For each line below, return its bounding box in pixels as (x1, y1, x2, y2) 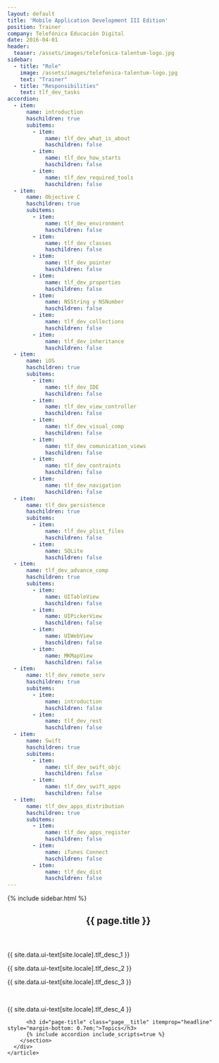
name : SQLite (44, 547, 83, 554)
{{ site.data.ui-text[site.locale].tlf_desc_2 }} (7, 964, 132, 972)
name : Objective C (25, 194, 80, 201)
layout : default (7, 10, 55, 18)
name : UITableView (44, 593, 99, 600)
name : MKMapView (44, 652, 93, 659)
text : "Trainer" (20, 75, 68, 83)
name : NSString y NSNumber (44, 299, 125, 306)
